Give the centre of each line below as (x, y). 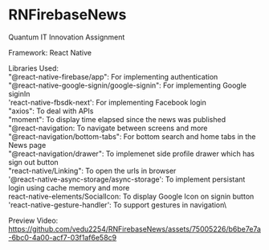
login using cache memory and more (69, 187)
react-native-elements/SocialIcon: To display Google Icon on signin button (131, 196)
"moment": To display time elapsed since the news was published (117, 119)
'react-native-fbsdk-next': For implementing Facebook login (107, 102)
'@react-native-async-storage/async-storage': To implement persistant (127, 179)
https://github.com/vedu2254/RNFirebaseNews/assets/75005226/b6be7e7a (134, 229)
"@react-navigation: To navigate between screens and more (108, 128)
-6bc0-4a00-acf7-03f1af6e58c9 (63, 237)
